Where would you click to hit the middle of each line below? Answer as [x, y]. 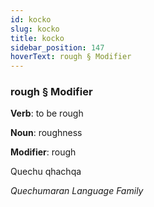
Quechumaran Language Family [77, 191]
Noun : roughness [46, 133]
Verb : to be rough [47, 113]
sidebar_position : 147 [57, 47]
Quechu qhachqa [46, 172]
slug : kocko [35, 29]
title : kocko [37, 38]
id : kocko [31, 19]
